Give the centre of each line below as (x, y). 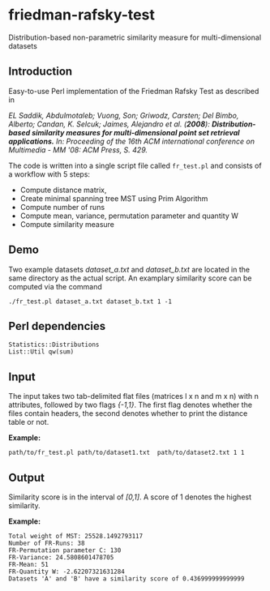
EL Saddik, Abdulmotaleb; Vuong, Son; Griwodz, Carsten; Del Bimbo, (124, 115)
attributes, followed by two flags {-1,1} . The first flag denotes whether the (131, 405)
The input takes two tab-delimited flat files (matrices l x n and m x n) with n (134, 396)
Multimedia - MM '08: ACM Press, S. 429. (78, 150)
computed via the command (56, 286)
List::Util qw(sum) (41, 352)
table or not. (29, 422)
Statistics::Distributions (54, 345)
